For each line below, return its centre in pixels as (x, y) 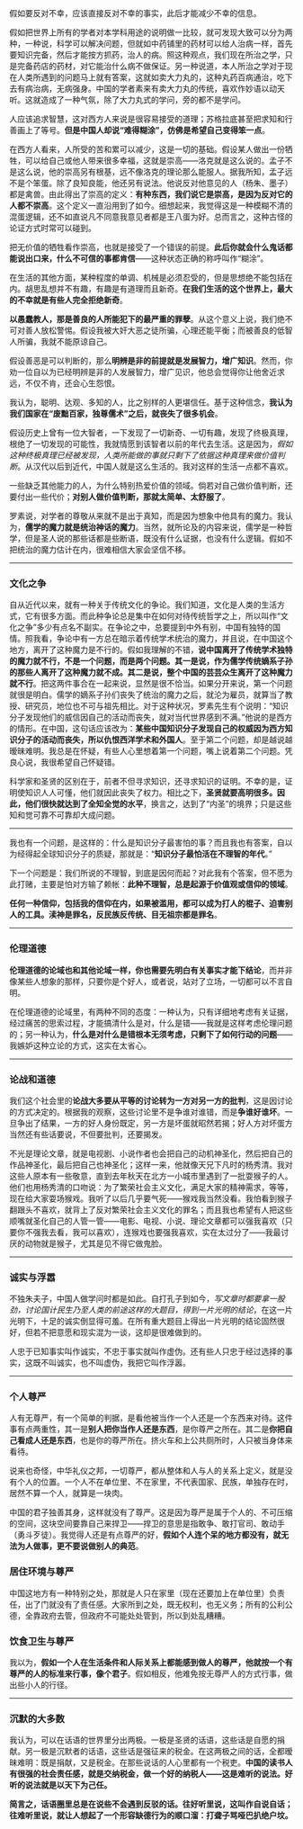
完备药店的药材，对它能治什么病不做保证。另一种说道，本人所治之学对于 (151, 66)
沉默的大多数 (37, 1719)
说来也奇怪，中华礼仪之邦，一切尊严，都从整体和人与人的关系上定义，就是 (147, 1471)
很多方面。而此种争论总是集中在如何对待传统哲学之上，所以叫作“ (160, 616)
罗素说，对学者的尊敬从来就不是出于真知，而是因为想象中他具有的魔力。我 (147, 516)
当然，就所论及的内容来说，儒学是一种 (214, 527)
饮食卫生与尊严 (42, 1641)
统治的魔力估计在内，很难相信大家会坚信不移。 (103, 550)
